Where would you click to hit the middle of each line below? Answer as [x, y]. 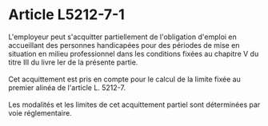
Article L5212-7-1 [67, 15]
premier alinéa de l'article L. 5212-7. [67, 87]
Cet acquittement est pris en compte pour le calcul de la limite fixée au [125, 79]
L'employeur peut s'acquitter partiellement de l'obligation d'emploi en [123, 37]
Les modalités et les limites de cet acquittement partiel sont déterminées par [134, 104]
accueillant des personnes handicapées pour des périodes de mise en [124, 45]
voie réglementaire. [40, 112]
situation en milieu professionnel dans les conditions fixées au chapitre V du [134, 53]
